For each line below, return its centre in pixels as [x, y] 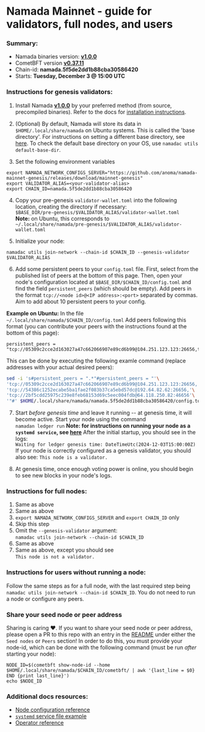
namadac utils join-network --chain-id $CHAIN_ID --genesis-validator [98, 252]
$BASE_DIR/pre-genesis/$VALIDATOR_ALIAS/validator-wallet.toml [97, 212]
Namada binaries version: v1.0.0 [56, 57]
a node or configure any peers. [45, 599]
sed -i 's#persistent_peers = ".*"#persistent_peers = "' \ [83, 378]
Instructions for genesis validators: [59, 92]
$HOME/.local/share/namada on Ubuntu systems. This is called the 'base [105, 130]
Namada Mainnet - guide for [79, 11]
